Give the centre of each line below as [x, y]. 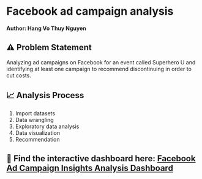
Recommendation [37, 139]
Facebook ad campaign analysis [90, 11]
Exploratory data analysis [47, 126]
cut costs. [19, 75]
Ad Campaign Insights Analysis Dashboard [90, 168]
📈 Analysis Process [45, 95]
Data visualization [38, 132]
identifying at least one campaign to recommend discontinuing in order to [99, 69]
